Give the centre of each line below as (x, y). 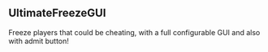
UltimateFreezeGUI (57, 13)
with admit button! (39, 41)
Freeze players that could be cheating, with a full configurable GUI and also (134, 32)
